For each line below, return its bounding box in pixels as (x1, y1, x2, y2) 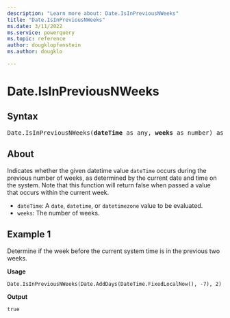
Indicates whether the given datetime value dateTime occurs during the (7, 166, 207, 174)
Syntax (7, 111, 38, 122)
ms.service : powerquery (7, 29, 75, 36)
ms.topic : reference (7, 36, 66, 42)
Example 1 (7, 228, 51, 240)
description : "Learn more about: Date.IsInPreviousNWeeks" (7, 10, 179, 17)
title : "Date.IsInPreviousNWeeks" (7, 16, 106, 23)
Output (7, 292, 28, 301)
